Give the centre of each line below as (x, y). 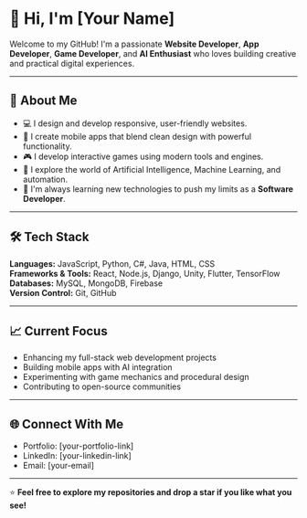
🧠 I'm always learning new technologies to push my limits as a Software (158, 189)
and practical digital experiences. (72, 63)
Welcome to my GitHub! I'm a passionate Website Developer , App (134, 44)
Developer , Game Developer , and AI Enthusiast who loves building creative (153, 53)
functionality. (47, 146)
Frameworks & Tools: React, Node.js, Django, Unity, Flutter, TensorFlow (145, 273)
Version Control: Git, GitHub (63, 292)
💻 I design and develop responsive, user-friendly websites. (135, 123)
